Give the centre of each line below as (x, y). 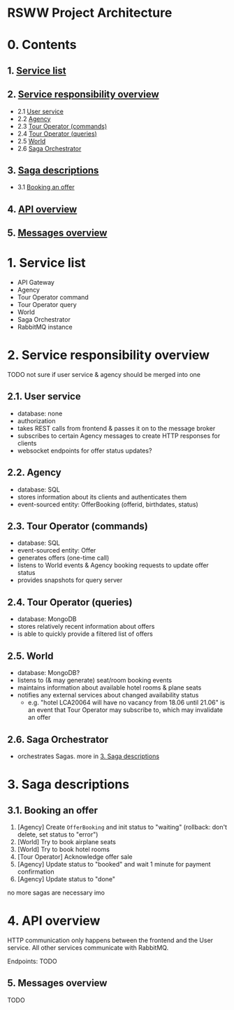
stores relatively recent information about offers (86, 627)
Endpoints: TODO (32, 961)
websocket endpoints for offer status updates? (85, 450)
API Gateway (36, 283)
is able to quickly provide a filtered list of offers (85, 634)
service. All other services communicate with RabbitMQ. (88, 947)
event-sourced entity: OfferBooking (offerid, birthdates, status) (108, 504)
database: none (40, 413)
